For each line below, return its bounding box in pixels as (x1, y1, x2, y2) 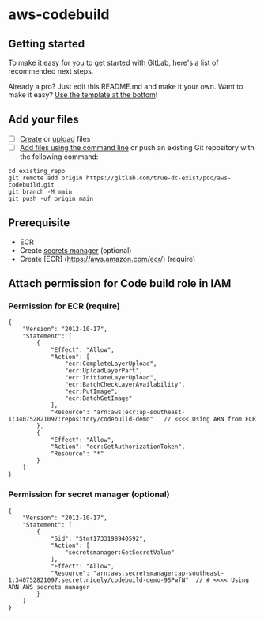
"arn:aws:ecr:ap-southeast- (92, 409, 186, 417)
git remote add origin (8, 174, 83, 182)
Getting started (8, 37, 85, 51)
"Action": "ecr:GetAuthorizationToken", (50, 443, 186, 451)
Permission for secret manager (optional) (8, 489, 170, 500)
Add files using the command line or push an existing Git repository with (19, 142, 255, 152)
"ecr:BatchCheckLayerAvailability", (64, 381, 186, 389)
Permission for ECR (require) (8, 300, 120, 311)
